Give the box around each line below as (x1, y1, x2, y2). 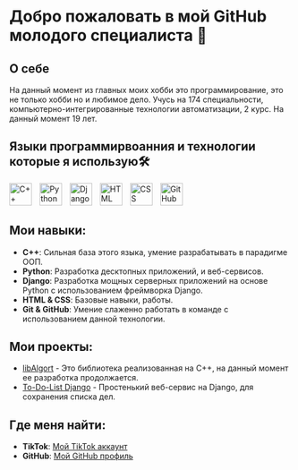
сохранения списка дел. (21, 391, 116, 402)
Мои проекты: (9, 339, 93, 355)
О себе (9, 61, 50, 76)
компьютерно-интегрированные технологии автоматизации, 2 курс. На (9, 104, 285, 114)
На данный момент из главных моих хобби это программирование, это (9, 85, 284, 95)
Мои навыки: (9, 223, 87, 238)
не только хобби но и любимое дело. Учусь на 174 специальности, (9, 94, 264, 105)
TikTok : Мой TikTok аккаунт (21, 441, 128, 452)
